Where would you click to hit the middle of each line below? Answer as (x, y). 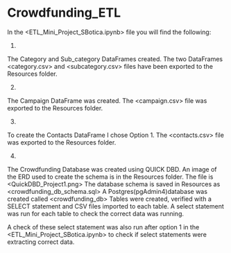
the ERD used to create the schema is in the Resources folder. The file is (110, 177)
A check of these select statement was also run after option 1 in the (103, 227)
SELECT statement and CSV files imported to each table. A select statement (115, 206)
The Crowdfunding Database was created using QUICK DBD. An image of (112, 169)
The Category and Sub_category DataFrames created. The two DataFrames (115, 59)
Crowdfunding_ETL (64, 13)
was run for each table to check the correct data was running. (96, 213)
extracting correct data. (41, 242)
